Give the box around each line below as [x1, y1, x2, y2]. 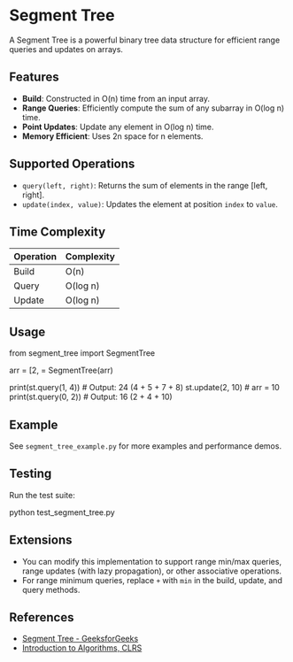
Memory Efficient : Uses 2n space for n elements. [21, 130, 204, 142]
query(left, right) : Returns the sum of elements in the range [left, [21, 180, 268, 190]
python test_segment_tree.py [9, 506, 115, 518]
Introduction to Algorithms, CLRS [21, 643, 143, 653]
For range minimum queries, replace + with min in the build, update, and [21, 574, 283, 585]
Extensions [9, 533, 73, 548]
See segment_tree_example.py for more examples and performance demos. [9, 441, 281, 451]
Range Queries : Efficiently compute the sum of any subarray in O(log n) [21, 103, 285, 113]
